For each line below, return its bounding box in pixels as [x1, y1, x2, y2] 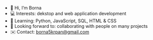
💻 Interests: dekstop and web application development [10, 11, 126, 16]
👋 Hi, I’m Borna [10, 5, 42, 11]
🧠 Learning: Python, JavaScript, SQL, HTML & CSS [10, 18, 117, 24]
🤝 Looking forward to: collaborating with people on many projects [10, 23, 148, 29]
